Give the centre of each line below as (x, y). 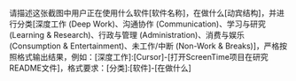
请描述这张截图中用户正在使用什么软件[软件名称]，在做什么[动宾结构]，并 (143, 13)
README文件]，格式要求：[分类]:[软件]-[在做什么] (101, 68)
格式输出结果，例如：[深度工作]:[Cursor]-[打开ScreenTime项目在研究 (142, 57)
